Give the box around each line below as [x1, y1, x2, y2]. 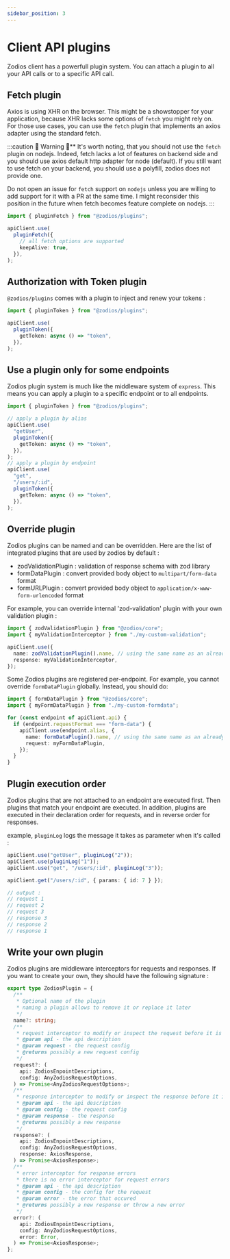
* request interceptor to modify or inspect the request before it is [16, 1030, 222, 1036]
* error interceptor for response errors [16, 1169, 136, 1177]
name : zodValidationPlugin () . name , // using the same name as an [13, 650, 204, 657]
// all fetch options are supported [19, 238, 125, 245]
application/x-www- [157, 585, 213, 593]
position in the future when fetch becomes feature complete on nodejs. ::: [7, 199, 215, 208]
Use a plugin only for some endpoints [7, 364, 170, 375]
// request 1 [7, 895, 44, 903]
